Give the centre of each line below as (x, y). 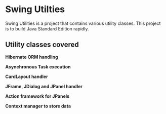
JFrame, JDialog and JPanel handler (44, 86)
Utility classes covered (42, 45)
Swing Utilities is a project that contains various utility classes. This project (83, 23)
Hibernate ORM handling (32, 57)
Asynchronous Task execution (38, 66)
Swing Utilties (35, 9)
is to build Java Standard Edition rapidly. (47, 28)
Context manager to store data (38, 106)
